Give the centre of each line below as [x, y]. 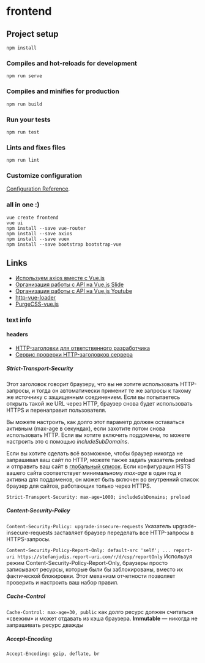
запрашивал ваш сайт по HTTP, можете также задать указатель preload [101, 460]
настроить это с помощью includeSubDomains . [68, 441]
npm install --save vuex [38, 239]
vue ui [15, 223]
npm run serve [24, 76]
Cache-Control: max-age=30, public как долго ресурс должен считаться [100, 612]
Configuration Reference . [38, 189]
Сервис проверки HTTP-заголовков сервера [74, 354]
